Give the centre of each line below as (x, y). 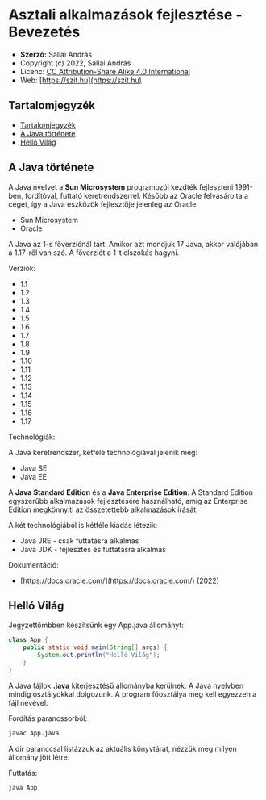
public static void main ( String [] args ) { (95, 647)
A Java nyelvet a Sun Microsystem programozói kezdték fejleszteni (121, 186)
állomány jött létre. (39, 757)
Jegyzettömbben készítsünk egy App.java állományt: (96, 625)
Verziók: (22, 268)
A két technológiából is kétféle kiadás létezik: (83, 525)
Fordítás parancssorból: (48, 718)
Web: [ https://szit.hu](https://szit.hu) (81, 80)
